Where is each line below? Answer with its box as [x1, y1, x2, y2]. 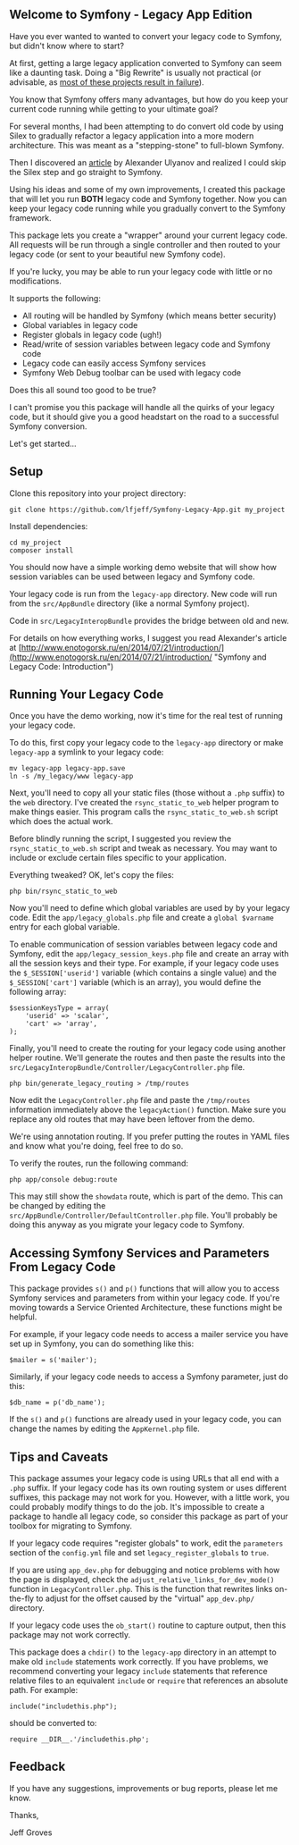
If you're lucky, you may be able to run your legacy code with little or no [9, 265, 273, 276]
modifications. [9, 275, 62, 286]
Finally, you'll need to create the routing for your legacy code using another [9, 1043, 287, 1054]
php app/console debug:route [9, 1175, 118, 1184]
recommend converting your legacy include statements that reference [9, 1666, 268, 1677]
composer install [9, 545, 74, 555]
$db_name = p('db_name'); [9, 1398, 105, 1407]
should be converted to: [9, 1718, 97, 1729]
